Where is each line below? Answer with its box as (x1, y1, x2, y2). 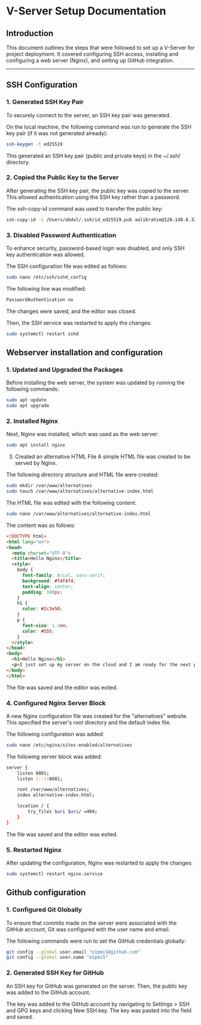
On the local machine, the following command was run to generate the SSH (6, 123, 191, 130)
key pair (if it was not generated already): (6, 129, 108, 136)
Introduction (6, 28, 54, 38)
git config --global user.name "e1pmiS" (6, 954, 109, 961)
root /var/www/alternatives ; (17, 786, 90, 792)
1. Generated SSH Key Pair (6, 98, 84, 106)
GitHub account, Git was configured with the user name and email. (6, 925, 170, 932)
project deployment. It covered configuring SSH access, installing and (6, 50, 179, 58)
